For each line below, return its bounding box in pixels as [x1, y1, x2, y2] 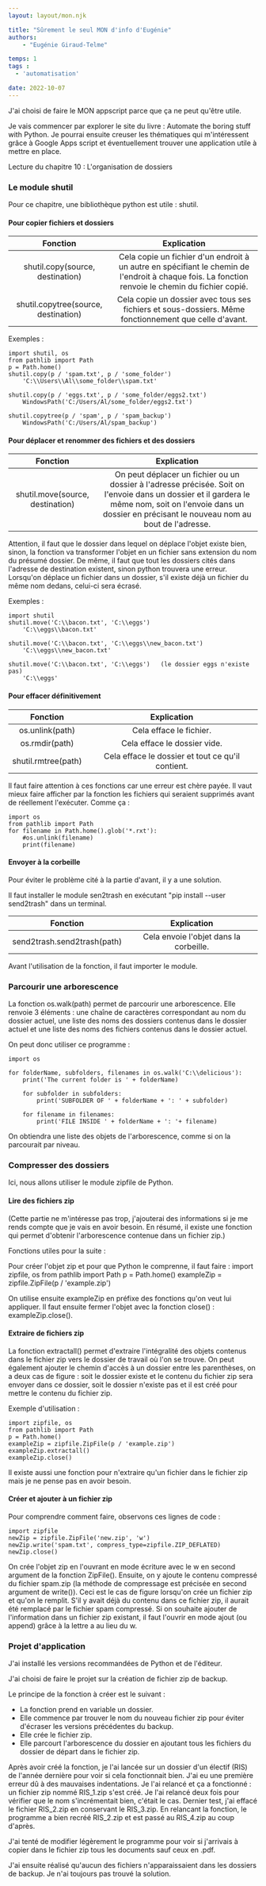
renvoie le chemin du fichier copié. [120, 281, 249, 292]
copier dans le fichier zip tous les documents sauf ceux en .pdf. [8, 1846, 216, 1855]
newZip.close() [8, 1548, 59, 1556]
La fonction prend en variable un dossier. [19, 1705, 154, 1715]
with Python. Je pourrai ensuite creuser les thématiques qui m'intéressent [8, 129, 249, 139]
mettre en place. [8, 146, 62, 156]
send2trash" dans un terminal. [8, 898, 107, 908]
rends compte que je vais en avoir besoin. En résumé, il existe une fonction [8, 1222, 253, 1231]
